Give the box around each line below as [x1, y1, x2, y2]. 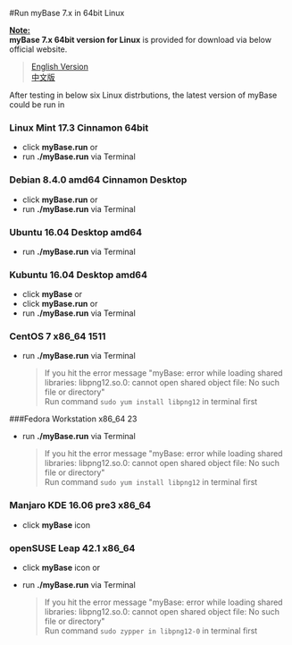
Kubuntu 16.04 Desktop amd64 [9, 268, 147, 281]
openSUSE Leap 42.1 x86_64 [9, 541, 136, 554]
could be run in [9, 99, 65, 110]
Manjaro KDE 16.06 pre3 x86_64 [9, 499, 152, 512]
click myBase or [21, 289, 83, 300]
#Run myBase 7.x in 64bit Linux [9, 8, 125, 18]
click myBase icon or [21, 563, 101, 573]
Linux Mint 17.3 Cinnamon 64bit [9, 121, 149, 133]
